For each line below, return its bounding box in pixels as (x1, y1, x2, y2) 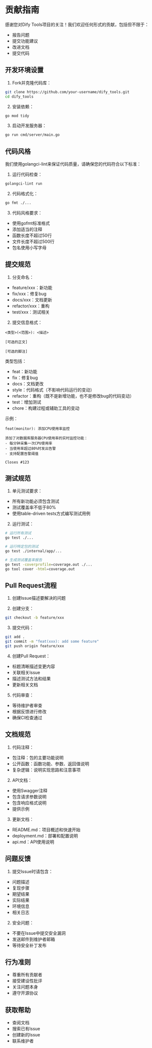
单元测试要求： (12, 488, 42, 494)
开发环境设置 (5, 66, 44, 74)
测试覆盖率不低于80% (12, 504, 57, 510)
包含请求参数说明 (12, 794, 47, 799)
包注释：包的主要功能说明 (12, 755, 64, 760)
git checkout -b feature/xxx (5, 615, 64, 620)
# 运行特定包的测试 (5, 544, 39, 549)
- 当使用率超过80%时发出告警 (5, 446, 56, 451)
